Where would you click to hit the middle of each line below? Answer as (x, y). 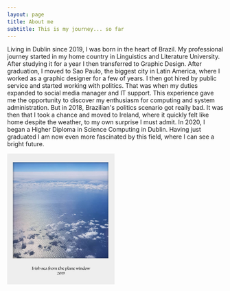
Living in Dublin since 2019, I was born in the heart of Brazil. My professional (115, 49)
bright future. (26, 144)
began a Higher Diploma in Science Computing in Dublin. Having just (104, 130)
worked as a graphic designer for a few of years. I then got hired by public (112, 78)
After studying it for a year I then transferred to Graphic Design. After (105, 64)
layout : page (26, 14)
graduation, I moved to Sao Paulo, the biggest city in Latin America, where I (114, 71)
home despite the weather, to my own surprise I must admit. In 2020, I (106, 122)
